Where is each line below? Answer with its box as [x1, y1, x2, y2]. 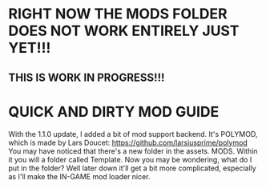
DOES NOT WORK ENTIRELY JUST [8, 22, 240, 40]
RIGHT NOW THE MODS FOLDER [8, 5, 228, 23]
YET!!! [8, 39, 51, 57]
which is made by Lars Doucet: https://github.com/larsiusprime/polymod [8, 138, 248, 147]
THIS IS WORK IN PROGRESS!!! [8, 70, 165, 84]
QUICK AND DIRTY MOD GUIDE [8, 102, 220, 121]
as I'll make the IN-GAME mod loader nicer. [8, 171, 151, 181]
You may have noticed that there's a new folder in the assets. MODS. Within [8, 146, 258, 156]
